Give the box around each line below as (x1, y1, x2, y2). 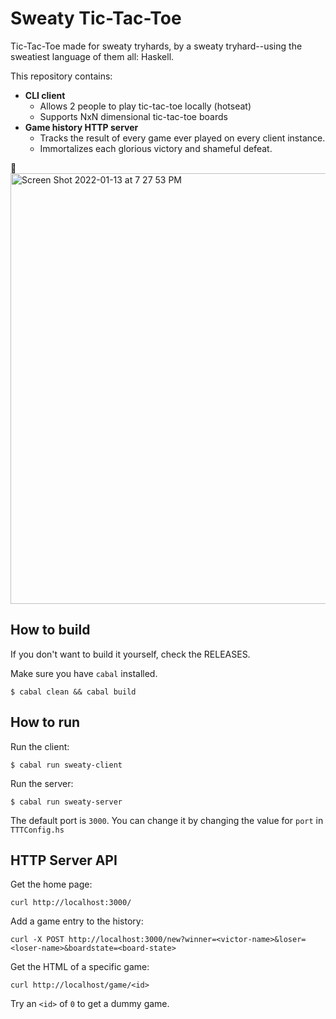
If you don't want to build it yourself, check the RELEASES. (10, 648, 251, 660)
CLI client (24, 89, 66, 101)
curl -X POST (10, 935, 65, 945)
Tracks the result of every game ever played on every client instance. (39, 132, 326, 144)
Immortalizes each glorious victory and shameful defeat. (39, 142, 273, 154)
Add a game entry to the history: (10, 915, 144, 927)
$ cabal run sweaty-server (10, 797, 123, 807)
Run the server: (10, 777, 74, 789)
